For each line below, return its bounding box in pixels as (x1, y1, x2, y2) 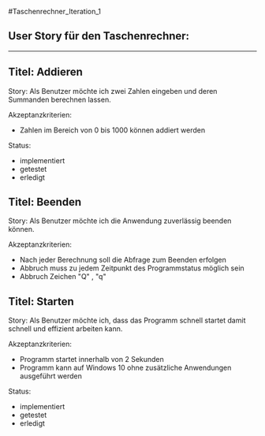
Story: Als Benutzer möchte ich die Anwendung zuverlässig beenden (8, 216, 232, 225)
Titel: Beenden (8, 196, 82, 209)
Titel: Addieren (8, 65, 83, 79)
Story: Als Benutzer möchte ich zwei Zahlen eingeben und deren (8, 86, 218, 95)
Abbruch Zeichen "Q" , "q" (19, 272, 106, 281)
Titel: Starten (8, 295, 75, 308)
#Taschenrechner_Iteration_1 (8, 7, 101, 16)
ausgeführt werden (19, 371, 83, 381)
